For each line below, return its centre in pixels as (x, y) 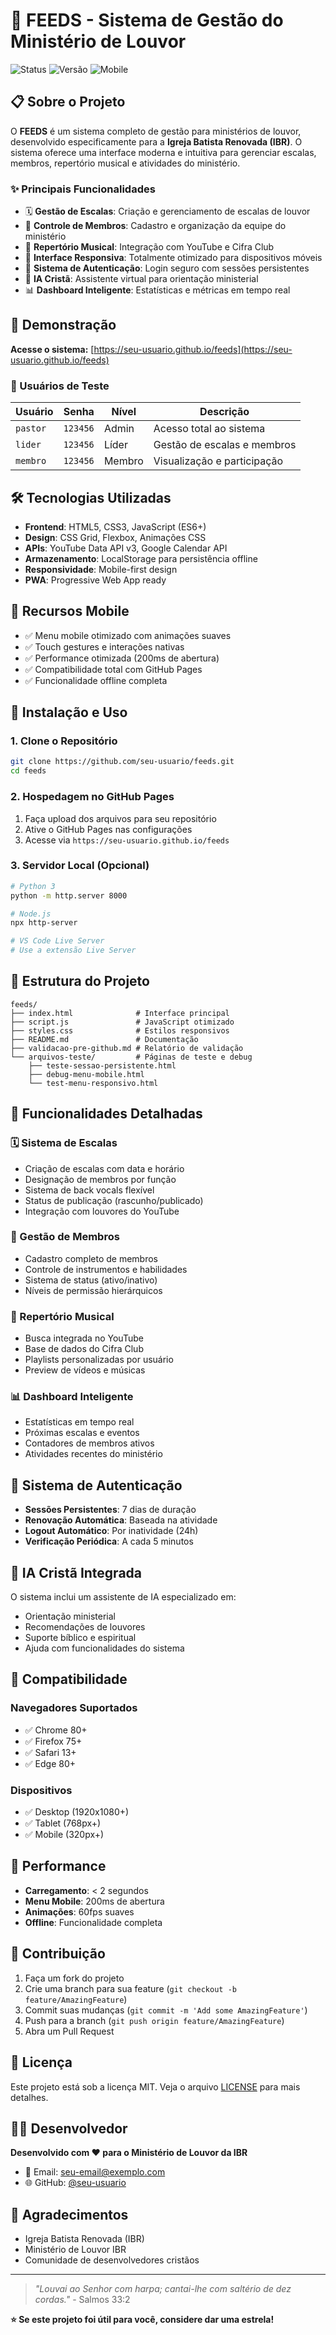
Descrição (224, 412)
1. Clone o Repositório (64, 741)
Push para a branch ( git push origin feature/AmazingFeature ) (154, 2020)
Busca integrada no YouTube (84, 1338)
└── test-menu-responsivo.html (93, 1083)
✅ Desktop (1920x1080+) (77, 1812)
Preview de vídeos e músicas (85, 1370)
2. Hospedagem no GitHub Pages (92, 797)
